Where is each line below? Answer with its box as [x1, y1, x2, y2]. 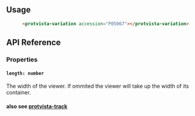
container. [6, 89, 31, 96]
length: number [6, 70, 44, 76]
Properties [6, 55, 38, 64]
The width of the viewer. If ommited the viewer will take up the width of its [6, 82, 189, 90]
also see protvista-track [6, 102, 68, 110]
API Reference [6, 37, 61, 47]
